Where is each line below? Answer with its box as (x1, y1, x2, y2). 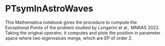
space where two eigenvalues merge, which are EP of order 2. (5, 35, 133, 41)
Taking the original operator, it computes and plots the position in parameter (5, 30, 161, 36)
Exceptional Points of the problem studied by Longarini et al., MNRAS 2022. (5, 24, 160, 30)
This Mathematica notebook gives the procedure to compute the (5, 19, 137, 25)
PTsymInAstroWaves (5, 3, 93, 14)
